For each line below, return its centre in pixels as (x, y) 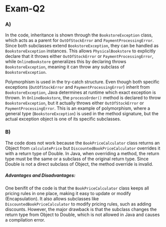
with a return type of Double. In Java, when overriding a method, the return (82, 153)
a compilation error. (25, 220)
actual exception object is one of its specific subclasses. (63, 119)
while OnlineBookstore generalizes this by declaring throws (66, 62)
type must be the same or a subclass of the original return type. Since (77, 159)
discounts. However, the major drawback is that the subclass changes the (81, 209)
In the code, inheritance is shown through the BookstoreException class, (79, 35)
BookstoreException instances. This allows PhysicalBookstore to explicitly (81, 51)
